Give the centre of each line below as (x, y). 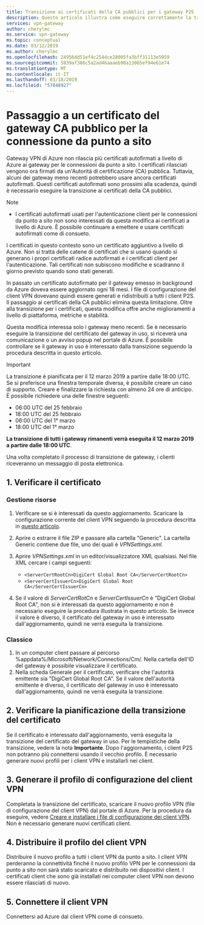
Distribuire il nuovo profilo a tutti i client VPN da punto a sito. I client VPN (97, 857)
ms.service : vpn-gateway (38, 35)
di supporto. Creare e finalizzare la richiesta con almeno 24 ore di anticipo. (100, 389)
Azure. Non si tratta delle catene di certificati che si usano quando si (92, 251)
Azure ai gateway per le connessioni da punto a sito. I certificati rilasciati (97, 164)
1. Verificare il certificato (54, 483)
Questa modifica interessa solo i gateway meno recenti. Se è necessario (97, 327)
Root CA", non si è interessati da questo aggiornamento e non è (94, 604)
